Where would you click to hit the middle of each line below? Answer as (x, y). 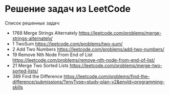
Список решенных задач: (33, 23)
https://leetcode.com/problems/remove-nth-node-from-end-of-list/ (83, 60)
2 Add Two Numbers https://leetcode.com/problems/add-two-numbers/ (88, 49)
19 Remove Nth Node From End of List (52, 55)
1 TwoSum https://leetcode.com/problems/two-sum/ (67, 43)
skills (18, 87)
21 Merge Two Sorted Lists (40, 65)
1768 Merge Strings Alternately (45, 33)
